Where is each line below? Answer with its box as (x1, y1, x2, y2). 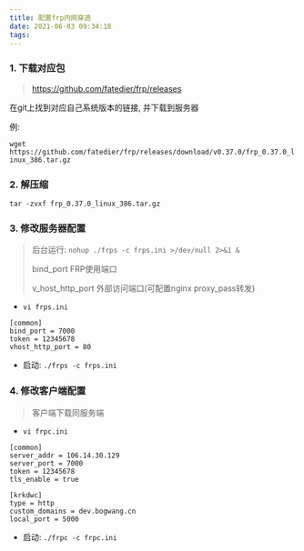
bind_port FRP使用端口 (31, 264, 117, 275)
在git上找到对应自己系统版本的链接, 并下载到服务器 (9, 102, 199, 113)
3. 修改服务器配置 (9, 222, 86, 235)
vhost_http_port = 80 (9, 343, 92, 352)
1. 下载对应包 (9, 62, 66, 75)
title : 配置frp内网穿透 (9, 13, 91, 23)
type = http (9, 498, 55, 507)
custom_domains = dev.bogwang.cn (9, 506, 137, 516)
